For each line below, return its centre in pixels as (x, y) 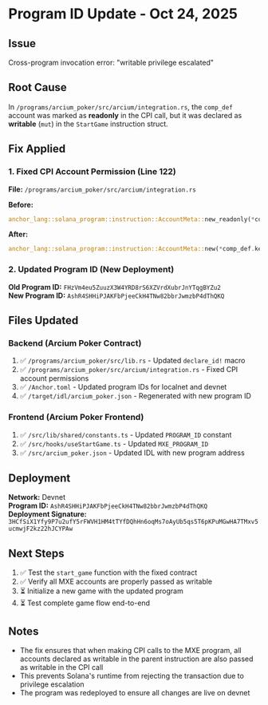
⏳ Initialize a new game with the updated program (101, 591)
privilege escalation (52, 684)
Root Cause (38, 87)
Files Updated (43, 320)
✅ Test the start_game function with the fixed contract (108, 572)
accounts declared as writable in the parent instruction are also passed (136, 659)
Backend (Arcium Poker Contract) (75, 343)
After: (18, 234)
